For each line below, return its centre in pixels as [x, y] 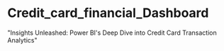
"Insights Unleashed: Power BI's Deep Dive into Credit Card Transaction [112, 33]
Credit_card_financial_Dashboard [108, 13]
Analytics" [22, 40]
